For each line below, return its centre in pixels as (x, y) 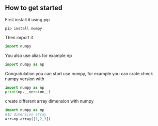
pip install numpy (24, 28)
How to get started (34, 8)
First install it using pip (27, 19)
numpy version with (25, 79)
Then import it (19, 37)
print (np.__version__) (28, 92)
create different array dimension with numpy (49, 101)
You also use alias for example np (39, 56)
